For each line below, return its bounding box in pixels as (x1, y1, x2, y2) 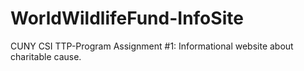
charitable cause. (10, 50, 82, 62)
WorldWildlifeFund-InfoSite (10, 7, 244, 30)
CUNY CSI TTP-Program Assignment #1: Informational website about (10, 40, 294, 52)
